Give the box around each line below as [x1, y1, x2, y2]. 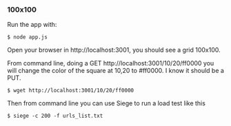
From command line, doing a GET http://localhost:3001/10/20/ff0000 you [7, 59, 214, 67]
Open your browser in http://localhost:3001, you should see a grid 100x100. [7, 46, 221, 54]
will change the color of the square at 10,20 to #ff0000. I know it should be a [7, 67, 224, 75]
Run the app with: [7, 21, 57, 29]
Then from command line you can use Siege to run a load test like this [7, 99, 205, 107]
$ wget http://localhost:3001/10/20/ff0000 [7, 87, 134, 94]
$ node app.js [7, 34, 48, 41]
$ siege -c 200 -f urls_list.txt [7, 112, 103, 120]
